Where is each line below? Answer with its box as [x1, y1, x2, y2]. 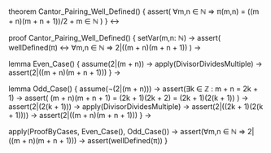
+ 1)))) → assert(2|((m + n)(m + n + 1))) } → [8, 111, 152, 120]
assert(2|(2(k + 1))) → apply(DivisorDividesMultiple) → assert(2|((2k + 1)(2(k [8, 102, 264, 111]
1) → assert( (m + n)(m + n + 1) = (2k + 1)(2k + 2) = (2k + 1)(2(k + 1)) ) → [8, 93, 249, 103]
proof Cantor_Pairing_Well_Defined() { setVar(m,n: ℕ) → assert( [8, 33, 221, 42]
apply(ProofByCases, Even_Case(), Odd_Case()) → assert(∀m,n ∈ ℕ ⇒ [8, 127, 246, 136]
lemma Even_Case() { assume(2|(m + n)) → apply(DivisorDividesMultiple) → [8, 59, 263, 68]
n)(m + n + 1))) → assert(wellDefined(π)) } [28, 136, 168, 145]
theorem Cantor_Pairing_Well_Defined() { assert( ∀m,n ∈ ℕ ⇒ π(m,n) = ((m [8, 7, 260, 16]
